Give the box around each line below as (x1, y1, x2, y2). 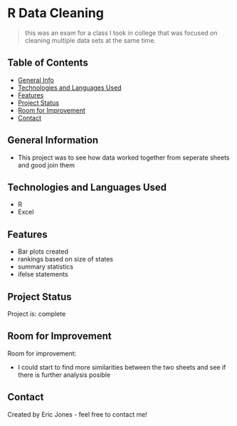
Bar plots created (17, 247, 69, 256)
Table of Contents (7, 57, 89, 69)
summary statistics (17, 262, 73, 271)
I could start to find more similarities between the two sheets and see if (17, 363, 226, 371)
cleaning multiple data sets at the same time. (24, 36, 157, 44)
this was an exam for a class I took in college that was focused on (24, 28, 218, 37)
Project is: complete (7, 310, 66, 318)
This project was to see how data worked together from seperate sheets (17, 153, 230, 162)
